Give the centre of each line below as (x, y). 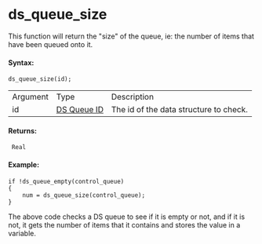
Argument (31, 97)
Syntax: (21, 62)
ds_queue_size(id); (40, 79)
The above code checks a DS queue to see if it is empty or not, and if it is (127, 217)
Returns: (23, 130)
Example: (24, 164)
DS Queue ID (80, 110)
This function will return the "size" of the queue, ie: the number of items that (131, 36)
